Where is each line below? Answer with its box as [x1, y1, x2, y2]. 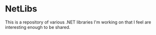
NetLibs [5, 3, 37, 14]
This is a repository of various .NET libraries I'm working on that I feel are [5, 19, 152, 25]
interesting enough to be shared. [5, 24, 70, 30]
